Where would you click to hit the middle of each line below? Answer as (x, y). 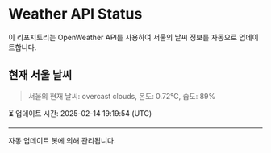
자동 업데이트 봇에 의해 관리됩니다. (62, 140)
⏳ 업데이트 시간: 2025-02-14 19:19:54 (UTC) (80, 113)
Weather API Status (75, 14)
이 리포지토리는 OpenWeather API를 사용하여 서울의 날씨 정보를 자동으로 (123, 37)
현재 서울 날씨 (40, 75)
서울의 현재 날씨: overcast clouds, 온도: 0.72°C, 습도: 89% (122, 96)
